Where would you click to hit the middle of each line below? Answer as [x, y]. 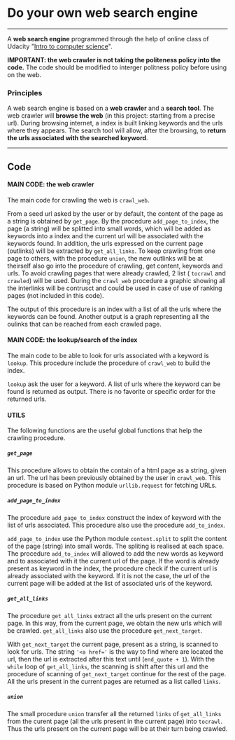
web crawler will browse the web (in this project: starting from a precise [111, 116]
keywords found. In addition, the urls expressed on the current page [105, 243]
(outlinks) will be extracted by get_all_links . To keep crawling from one [111, 251]
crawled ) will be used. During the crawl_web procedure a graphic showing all [116, 280]
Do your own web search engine [102, 13]
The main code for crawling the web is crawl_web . [78, 200]
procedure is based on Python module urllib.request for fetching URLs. [112, 486]
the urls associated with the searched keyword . [78, 138]
